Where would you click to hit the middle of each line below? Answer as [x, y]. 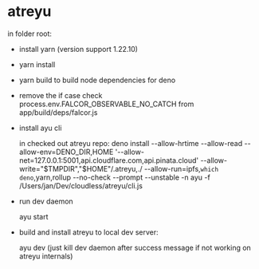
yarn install [37, 64]
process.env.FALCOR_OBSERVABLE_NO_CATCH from [106, 104]
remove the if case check [61, 95]
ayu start [33, 216]
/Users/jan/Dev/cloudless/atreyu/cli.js [80, 185]
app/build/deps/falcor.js [58, 112]
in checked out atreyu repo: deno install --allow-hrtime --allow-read [131, 143]
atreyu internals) [46, 256]
